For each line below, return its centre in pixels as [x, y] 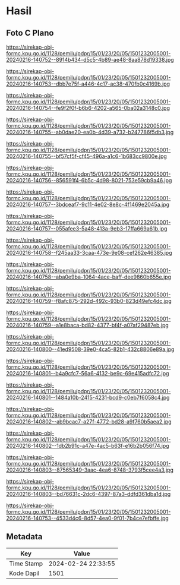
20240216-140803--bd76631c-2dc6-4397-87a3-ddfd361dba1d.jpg [89, 494]
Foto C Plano [30, 33]
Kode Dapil [24, 573]
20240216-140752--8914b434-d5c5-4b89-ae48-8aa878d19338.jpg [90, 60]
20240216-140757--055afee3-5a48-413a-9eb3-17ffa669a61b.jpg [87, 229]
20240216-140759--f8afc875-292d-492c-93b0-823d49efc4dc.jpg [89, 301]
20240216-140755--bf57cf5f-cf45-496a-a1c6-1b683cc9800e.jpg [87, 156]
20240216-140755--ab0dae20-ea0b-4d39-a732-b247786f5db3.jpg [90, 132]
